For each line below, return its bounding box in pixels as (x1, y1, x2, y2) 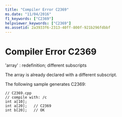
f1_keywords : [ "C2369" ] (5, 16, 54, 21)
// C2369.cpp (5, 91, 32, 96)
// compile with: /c (5, 95, 48, 100)
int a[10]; (5, 99, 27, 104)
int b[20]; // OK (5, 108, 45, 113)
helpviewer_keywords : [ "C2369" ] (5, 20, 71, 26)
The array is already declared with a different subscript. (5, 72, 118, 78)
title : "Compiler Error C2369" (5, 7, 69, 12)
